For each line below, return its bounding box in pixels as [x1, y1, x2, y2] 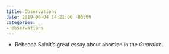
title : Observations [6, 8, 58, 15]
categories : [6, 19, 36, 25]
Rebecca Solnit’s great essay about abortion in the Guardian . [14, 41, 164, 48]
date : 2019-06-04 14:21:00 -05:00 [6, 14, 92, 20]
